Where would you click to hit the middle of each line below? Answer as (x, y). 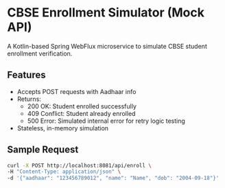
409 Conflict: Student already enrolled (81, 113)
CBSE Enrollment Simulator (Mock (106, 13)
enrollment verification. (40, 54)
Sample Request (43, 150)
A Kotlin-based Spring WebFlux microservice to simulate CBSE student (107, 46)
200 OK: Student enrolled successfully (82, 106)
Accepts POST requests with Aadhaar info (76, 91)
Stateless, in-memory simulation (62, 128)
